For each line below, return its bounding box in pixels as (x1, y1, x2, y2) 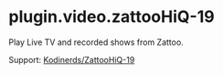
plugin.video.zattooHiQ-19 (8, 6, 216, 27)
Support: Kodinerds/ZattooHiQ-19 (8, 54, 135, 65)
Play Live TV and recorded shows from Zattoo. (8, 37, 184, 48)
